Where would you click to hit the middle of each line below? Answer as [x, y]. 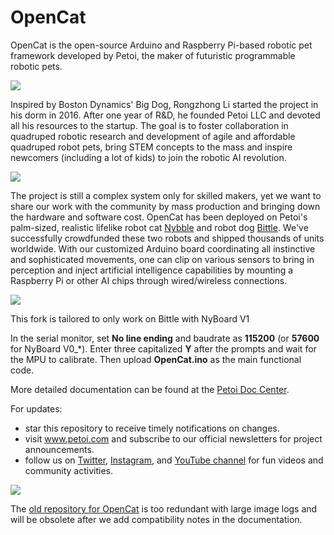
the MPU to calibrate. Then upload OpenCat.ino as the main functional [156, 359]
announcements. [59, 449]
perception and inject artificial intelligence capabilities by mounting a [152, 270]
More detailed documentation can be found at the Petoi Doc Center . [150, 389]
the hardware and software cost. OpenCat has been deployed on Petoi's [159, 217]
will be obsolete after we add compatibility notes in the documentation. [156, 519]
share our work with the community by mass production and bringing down [165, 206]
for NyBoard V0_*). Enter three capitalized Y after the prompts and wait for [163, 348]
